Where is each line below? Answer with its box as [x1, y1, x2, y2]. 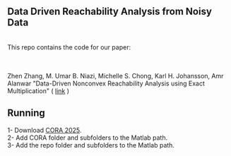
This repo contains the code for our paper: [7, 42, 131, 52]
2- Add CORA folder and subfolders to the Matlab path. [7, 133, 168, 142]
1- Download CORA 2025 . [7, 126, 82, 134]
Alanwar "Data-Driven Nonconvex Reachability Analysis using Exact [7, 79, 205, 88]
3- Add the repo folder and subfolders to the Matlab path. [7, 140, 175, 149]
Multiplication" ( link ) [7, 86, 69, 95]
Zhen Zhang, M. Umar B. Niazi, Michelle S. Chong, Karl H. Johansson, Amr [7, 71, 224, 80]
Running [7, 107, 46, 119]
